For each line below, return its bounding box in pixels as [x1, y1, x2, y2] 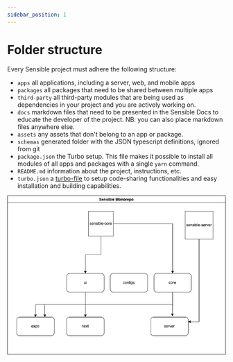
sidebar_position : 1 [7, 11, 67, 18]
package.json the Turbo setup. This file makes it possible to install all [17, 152, 214, 160]
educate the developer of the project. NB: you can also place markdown [17, 115, 223, 123]
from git [17, 144, 40, 153]
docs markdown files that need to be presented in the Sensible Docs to [17, 107, 219, 116]
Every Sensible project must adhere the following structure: [7, 64, 177, 73]
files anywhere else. [17, 122, 75, 131]
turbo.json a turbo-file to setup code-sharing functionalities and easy [17, 174, 217, 182]
